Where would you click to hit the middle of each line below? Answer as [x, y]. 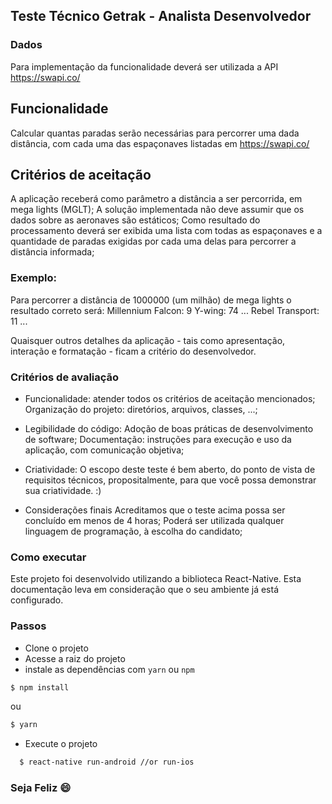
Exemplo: [34, 278]
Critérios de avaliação [65, 377]
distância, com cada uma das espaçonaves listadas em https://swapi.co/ [160, 143]
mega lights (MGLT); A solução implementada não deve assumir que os [157, 210]
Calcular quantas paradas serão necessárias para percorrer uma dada [155, 133]
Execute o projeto [61, 744]
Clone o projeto [56, 648]
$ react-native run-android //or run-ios [107, 762]
